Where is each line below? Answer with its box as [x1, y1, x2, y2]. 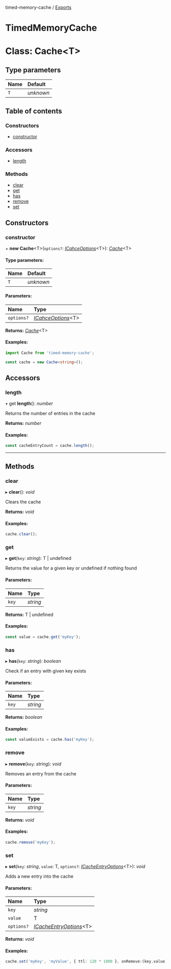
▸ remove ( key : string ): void [5, 761, 62, 767]
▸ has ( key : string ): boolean [5, 658, 61, 664]
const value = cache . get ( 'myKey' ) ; [5, 634, 81, 639]
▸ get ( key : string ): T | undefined [5, 555, 72, 561]
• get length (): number [5, 400, 53, 407]
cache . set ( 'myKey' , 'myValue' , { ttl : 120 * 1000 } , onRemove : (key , [5, 959, 154, 964]
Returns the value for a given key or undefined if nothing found [5, 565, 137, 571]
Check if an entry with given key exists [5, 667, 87, 674]
